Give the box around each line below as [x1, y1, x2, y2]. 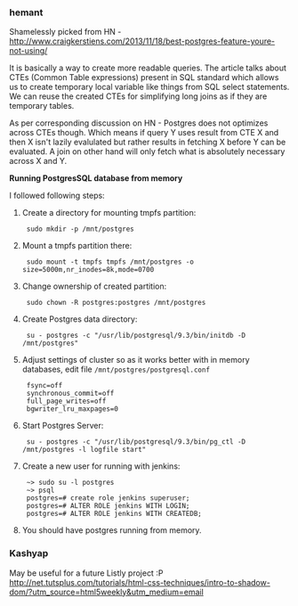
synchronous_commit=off [26, 389, 115, 398]
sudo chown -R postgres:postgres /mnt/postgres [26, 299, 206, 307]
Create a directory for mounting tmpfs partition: [21, 208, 197, 218]
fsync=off [26, 381, 63, 390]
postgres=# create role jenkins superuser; [26, 494, 190, 503]
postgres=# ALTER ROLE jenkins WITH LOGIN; [26, 502, 190, 511]
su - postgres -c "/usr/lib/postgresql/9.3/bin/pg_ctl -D [26, 438, 246, 446]
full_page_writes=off [26, 397, 107, 406]
